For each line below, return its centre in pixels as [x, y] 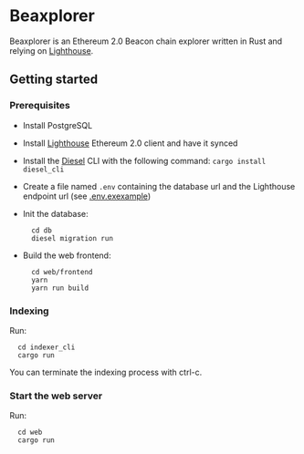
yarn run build [60, 288]
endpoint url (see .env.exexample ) [87, 196]
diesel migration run [73, 238]
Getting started [54, 80]
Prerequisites [40, 106]
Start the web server [56, 396]
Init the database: [55, 213]
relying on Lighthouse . [52, 50]
